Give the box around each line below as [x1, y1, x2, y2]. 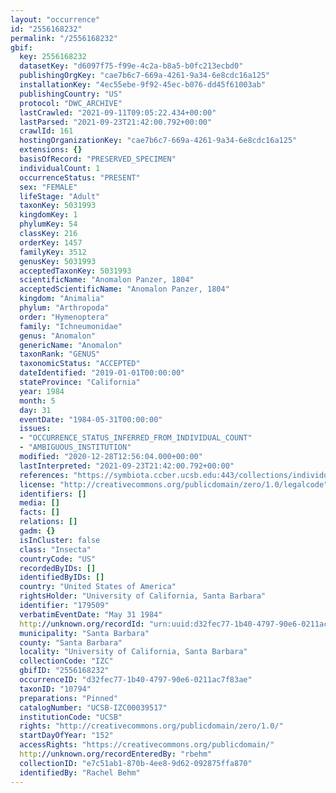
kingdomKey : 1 [19, 210, 78, 220]
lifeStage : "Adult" [19, 191, 101, 201]
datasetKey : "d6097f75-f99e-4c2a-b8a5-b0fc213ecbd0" [19, 61, 244, 71]
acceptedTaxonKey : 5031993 [19, 266, 132, 276]
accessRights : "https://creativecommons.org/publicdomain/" [19, 740, 275, 750]
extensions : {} [19, 145, 83, 155]
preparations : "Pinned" [19, 693, 118, 703]
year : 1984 [19, 386, 65, 396]
